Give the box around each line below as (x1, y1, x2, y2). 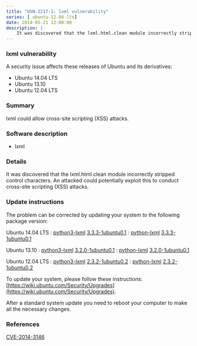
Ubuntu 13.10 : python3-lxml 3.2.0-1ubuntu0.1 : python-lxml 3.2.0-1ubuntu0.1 (6, 246, 189, 253)
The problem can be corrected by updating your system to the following (6, 211, 180, 218)
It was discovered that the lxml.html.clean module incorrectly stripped (6, 171, 175, 178)
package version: (6, 218, 48, 225)
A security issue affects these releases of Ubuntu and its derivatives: (6, 63, 172, 70)
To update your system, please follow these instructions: (6, 275, 142, 282)
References (6, 320, 40, 328)
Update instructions (6, 198, 64, 206)
